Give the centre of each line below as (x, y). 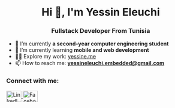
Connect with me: (33, 81)
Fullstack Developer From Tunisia (101, 31)
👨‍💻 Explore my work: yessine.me (55, 57)
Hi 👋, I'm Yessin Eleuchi (101, 12)
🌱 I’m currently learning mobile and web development (82, 50)
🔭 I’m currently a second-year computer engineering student (92, 44)
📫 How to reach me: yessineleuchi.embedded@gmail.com (90, 63)
